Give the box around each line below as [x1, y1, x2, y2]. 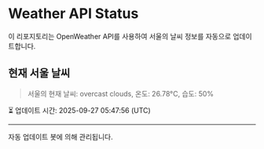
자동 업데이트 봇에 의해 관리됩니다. [8, 132, 113, 141]
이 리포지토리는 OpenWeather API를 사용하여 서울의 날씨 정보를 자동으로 [8, 31, 232, 41]
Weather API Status [8, 5, 139, 23]
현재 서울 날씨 [8, 67, 71, 80]
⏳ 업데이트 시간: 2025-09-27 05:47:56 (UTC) [8, 105, 151, 114]
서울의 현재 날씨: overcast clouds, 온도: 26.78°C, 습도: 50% [27, 89, 214, 98]
